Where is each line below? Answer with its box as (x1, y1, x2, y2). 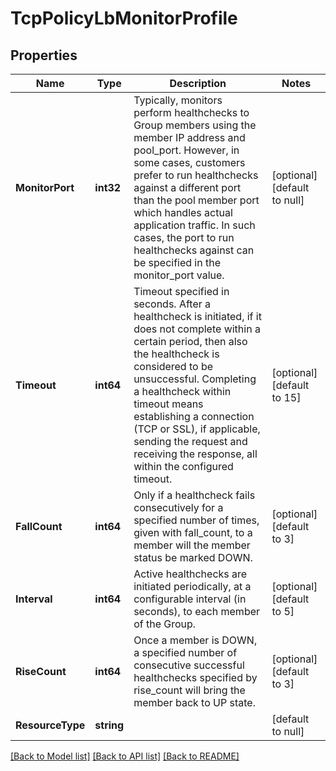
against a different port (133, 181, 242, 194)
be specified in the (133, 256, 222, 269)
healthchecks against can (133, 243, 255, 257)
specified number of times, (133, 513, 260, 527)
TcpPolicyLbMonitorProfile (10, 7, 238, 30)
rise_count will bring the (133, 683, 246, 697)
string (94, 718, 125, 732)
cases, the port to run (133, 231, 235, 244)
